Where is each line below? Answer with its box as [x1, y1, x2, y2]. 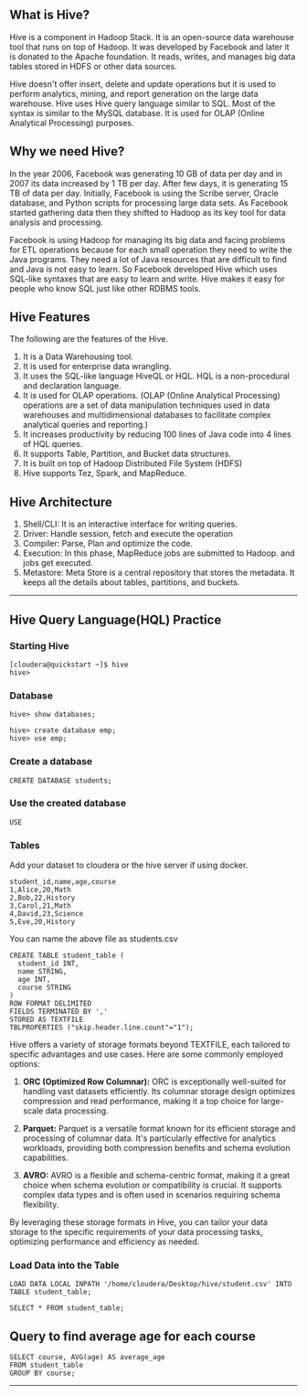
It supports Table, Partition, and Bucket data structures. [22, 448, 231, 460]
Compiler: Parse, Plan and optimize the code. [22, 538, 194, 549]
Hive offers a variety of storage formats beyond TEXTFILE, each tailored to [9, 1039, 291, 1050]
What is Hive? [9, 7, 90, 23]
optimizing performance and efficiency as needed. [9, 1236, 200, 1247]
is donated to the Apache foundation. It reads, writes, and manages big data [9, 50, 296, 62]
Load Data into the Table [9, 1259, 120, 1272]
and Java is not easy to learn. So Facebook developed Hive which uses [9, 263, 278, 274]
